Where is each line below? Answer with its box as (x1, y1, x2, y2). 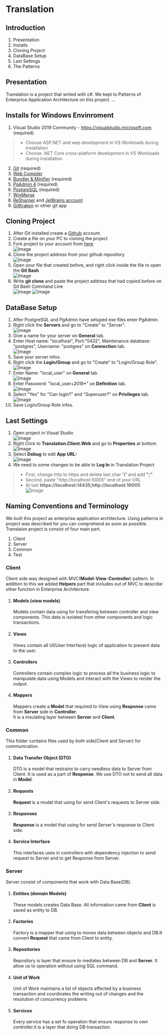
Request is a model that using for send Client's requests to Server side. (13, 799, 161, 805)
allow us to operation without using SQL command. (13, 963, 119, 969)
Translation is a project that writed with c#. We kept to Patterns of (6, 91, 141, 97)
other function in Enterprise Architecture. (6, 586, 91, 592)
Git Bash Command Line (13, 283, 63, 289)
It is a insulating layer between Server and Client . (13, 714, 116, 720)
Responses (13, 811, 37, 817)
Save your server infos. (13, 354, 61, 360)
